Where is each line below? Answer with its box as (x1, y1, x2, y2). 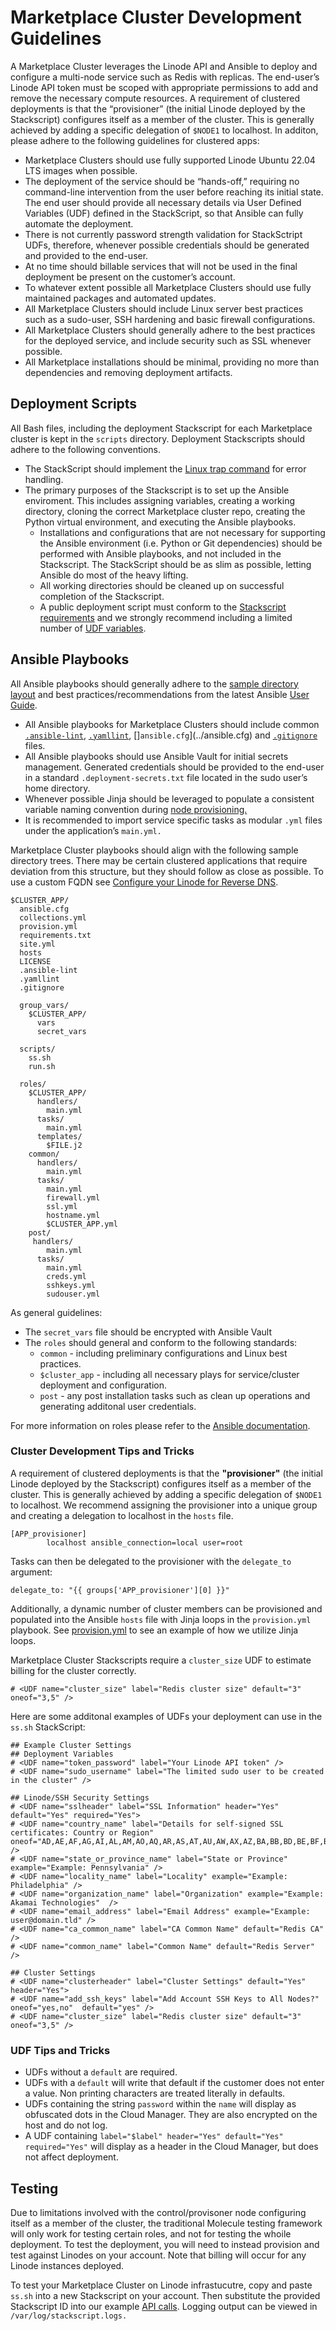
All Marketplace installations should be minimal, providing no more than (24, 356, 320, 368)
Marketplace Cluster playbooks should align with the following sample (10, 844, 299, 856)
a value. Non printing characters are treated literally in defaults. (24, 2087, 286, 2100)
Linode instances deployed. (10, 2259, 125, 2271)
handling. (24, 473, 64, 485)
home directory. (24, 782, 91, 794)
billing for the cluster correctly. (10, 1664, 137, 1676)
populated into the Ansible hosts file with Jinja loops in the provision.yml (10, 1613, 312, 1625)
